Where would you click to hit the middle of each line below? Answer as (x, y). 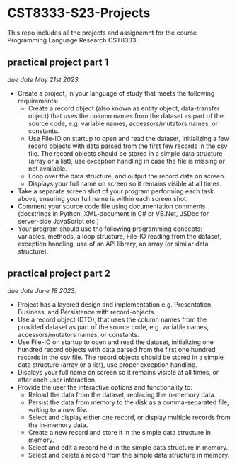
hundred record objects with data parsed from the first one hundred (116, 349)
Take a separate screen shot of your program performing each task (116, 191)
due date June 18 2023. (42, 290)
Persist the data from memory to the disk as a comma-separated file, (129, 402)
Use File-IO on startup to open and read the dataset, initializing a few (128, 138)
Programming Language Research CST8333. (73, 40)
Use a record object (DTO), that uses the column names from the (112, 319)
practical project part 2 (59, 274)
